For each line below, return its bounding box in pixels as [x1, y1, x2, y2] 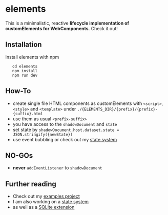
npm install [12, 68, 38, 73]
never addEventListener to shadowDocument [12, 165, 102, 171]
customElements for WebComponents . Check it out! [5, 25, 118, 31]
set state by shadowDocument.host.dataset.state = [12, 126, 119, 133]
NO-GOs [5, 151, 33, 160]
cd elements [12, 63, 38, 69]
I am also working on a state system [12, 199, 89, 205]
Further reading [5, 180, 56, 188]
